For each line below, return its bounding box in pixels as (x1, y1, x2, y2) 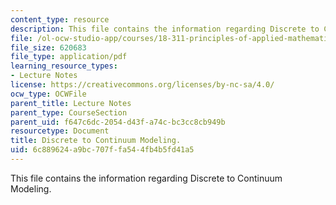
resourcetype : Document (10, 126, 110, 136)
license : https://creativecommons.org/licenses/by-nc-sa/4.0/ (10, 80, 275, 90)
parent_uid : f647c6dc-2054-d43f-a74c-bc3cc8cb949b (10, 117, 226, 127)
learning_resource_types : (10, 61, 118, 71)
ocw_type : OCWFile (10, 89, 87, 99)
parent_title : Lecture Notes (10, 98, 132, 108)
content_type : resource (10, 14, 110, 25)
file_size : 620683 (10, 42, 87, 53)
